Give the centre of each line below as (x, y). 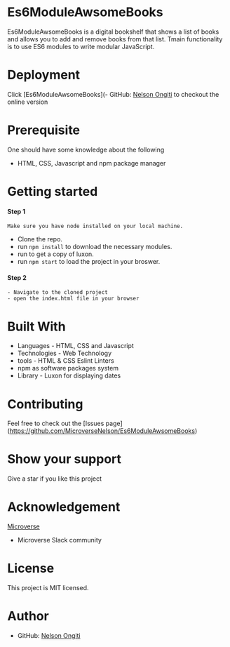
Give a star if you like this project (55, 479)
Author (28, 616)
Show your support (64, 459)
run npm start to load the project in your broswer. (89, 262)
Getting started (53, 192)
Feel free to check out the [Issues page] (65, 423)
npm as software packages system (68, 368)
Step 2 (17, 277)
